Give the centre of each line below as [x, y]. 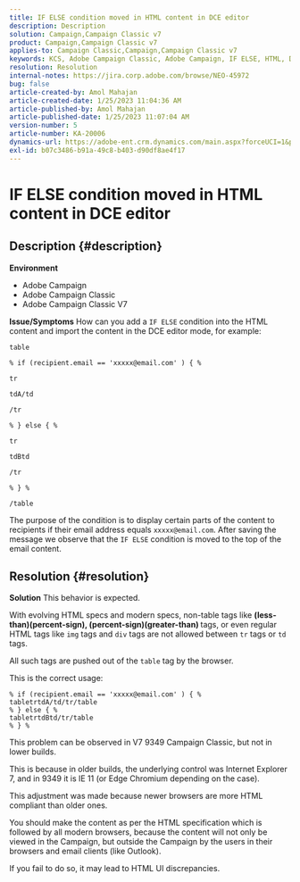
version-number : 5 [43, 126]
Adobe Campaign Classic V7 [75, 304]
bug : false [29, 84]
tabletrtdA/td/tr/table [54, 703]
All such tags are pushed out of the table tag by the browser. [121, 661]
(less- [265, 615]
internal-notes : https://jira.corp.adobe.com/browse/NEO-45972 [129, 76]
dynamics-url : [36, 142]
